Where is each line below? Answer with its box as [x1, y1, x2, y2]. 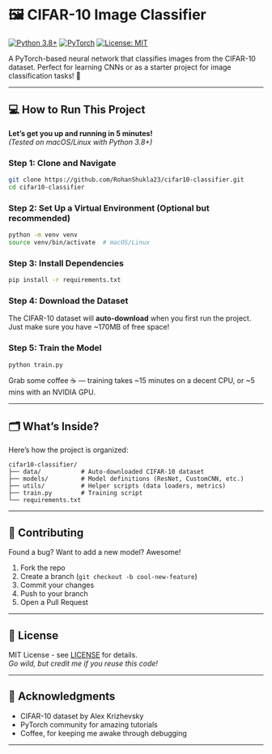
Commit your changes [19, 580, 95, 590]
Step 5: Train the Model [8, 343, 103, 354]
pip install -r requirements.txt [8, 276, 121, 284]
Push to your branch [19, 589, 89, 599]
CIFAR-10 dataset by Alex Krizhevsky [19, 711, 144, 721]
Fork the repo [19, 563, 66, 573]
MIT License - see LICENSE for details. [8, 650, 138, 659]
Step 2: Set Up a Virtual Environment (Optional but [8, 202, 210, 214]
